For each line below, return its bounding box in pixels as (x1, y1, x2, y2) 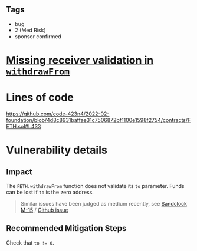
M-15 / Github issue (20, 206, 68, 213)
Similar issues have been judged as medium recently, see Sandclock (20, 200, 188, 207)
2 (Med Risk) (14, 27, 46, 34)
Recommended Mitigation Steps (6, 223, 127, 233)
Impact (6, 167, 32, 177)
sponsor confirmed (14, 32, 62, 40)
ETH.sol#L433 (6, 123, 41, 130)
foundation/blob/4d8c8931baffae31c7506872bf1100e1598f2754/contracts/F (6, 116, 191, 123)
